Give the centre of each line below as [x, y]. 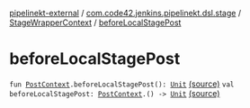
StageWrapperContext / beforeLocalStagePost [95, 22]
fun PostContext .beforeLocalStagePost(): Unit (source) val [122, 84]
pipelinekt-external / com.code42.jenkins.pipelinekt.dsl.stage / [125, 13]
